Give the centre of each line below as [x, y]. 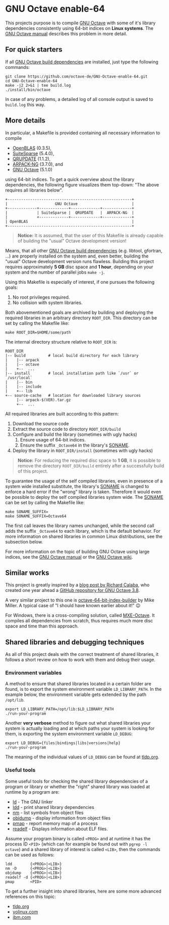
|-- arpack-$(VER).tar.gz [44, 400]
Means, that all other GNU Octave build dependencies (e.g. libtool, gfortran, [84, 250]
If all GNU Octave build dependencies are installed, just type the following [82, 62]
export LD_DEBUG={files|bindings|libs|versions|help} [63, 743]
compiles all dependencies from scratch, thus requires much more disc [79, 621]
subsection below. [24, 542]
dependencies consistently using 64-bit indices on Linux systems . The [79, 28]
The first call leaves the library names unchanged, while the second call [80, 526]
